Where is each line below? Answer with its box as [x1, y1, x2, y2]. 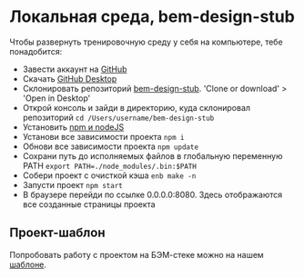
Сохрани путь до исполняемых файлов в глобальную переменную [22, 150, 283, 161]
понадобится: [9, 45, 63, 56]
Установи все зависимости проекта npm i [22, 131, 185, 142]
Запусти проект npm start [22, 179, 123, 190]
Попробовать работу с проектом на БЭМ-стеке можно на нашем [9, 249, 264, 260]
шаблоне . [9, 259, 47, 270]
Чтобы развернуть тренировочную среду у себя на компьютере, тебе [9, 36, 284, 47]
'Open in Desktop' [22, 93, 91, 104]
